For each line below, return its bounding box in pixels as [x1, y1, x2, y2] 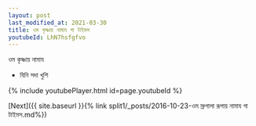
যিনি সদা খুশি [19, 70, 49, 80]
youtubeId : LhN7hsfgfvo [8, 33, 86, 41]
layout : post [8, 11, 51, 20]
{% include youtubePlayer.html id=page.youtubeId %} [8, 86, 183, 95]
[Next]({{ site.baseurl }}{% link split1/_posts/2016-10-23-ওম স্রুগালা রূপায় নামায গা [8, 101, 248, 110]
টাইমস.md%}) [8, 110, 47, 120]
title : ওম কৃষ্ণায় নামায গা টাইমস [8, 26, 90, 34]
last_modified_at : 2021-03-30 [8, 19, 108, 27]
